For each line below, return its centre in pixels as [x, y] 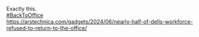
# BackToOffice [25, 15]
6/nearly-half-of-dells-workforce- [150, 22]
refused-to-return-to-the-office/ [47, 28]
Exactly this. [22, 9]
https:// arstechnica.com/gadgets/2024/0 [58, 22]
